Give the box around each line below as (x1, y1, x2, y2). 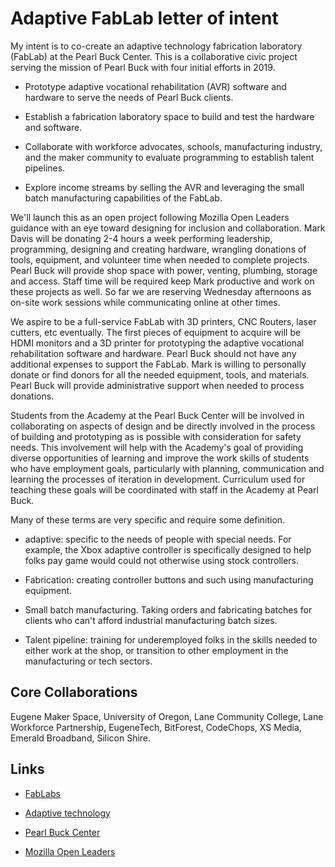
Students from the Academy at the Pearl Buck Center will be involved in (10, 409, 305, 421)
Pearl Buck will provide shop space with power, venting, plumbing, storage (10, 264, 318, 276)
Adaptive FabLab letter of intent (10, 7, 279, 30)
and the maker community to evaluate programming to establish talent (24, 151, 315, 163)
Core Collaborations (10, 684, 138, 701)
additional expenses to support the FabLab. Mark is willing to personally (10, 358, 307, 370)
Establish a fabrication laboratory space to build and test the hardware (24, 110, 315, 122)
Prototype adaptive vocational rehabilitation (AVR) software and (24, 80, 287, 92)
